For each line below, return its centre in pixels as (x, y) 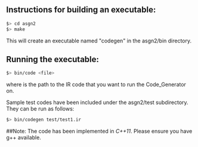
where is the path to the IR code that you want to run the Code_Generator (96, 85)
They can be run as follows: (40, 109)
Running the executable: (53, 59)
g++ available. (24, 137)
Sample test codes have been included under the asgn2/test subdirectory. (98, 102)
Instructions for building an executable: (81, 10)
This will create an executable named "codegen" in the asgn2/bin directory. (99, 41)
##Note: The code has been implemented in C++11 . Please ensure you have (99, 131)
